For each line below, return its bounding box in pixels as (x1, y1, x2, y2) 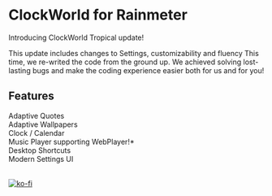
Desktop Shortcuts (8, 145, 71, 155)
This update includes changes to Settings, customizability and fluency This (8, 48, 260, 58)
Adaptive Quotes (8, 111, 65, 120)
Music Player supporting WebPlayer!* (8, 137, 135, 146)
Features (8, 89, 54, 103)
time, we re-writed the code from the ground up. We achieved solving (8, 57, 242, 67)
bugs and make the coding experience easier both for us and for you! (32, 65, 265, 75)
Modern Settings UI (8, 154, 74, 163)
